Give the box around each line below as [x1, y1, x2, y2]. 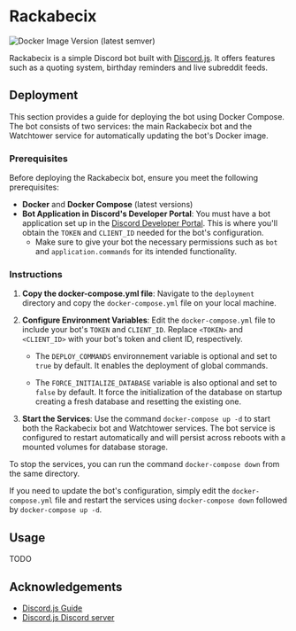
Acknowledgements [9, 579, 123, 595]
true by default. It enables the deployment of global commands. [34, 361, 269, 371]
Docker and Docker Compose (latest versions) [21, 199, 194, 210]
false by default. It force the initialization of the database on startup [34, 387, 283, 398]
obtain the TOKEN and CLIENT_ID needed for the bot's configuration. [21, 228, 264, 238]
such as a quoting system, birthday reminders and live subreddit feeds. [9, 62, 268, 73]
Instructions [9, 268, 64, 280]
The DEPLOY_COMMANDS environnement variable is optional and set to [34, 351, 277, 362]
